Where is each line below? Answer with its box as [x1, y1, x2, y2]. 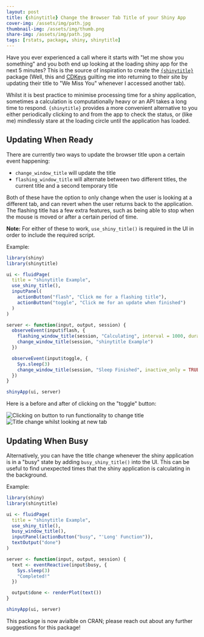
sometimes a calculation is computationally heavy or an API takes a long [6, 98, 187, 105]
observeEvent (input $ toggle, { [12, 355, 88, 361]
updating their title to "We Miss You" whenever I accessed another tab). [6, 80, 186, 87]
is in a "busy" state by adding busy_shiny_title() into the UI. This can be [6, 458, 190, 465]
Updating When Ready [6, 135, 93, 145]
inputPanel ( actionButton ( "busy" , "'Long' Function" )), [12, 534, 154, 540]
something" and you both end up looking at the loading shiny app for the [6, 60, 188, 67]
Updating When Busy [6, 435, 89, 446]
